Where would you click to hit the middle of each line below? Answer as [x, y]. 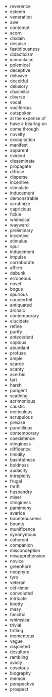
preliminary [21, 230]
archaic [18, 310]
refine [16, 326]
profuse [18, 353]
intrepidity [20, 476]
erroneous [20, 278]
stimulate [19, 188]
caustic [17, 406]
